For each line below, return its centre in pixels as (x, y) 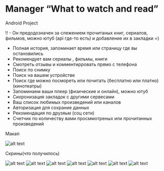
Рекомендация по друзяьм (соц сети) (54, 113)
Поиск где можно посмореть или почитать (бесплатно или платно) (86, 80)
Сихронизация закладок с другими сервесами (63, 97)
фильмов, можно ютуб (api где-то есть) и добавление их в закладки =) (82, 38)
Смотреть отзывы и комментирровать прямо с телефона (75, 64)
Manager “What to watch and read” (82, 9)
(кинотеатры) (27, 86)
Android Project (22, 23)
